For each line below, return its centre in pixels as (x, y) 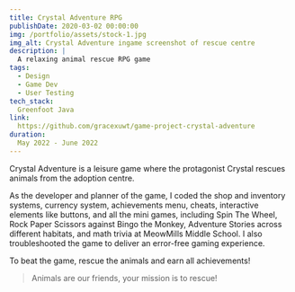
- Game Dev (38, 84)
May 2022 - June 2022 (58, 143)
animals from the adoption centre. (72, 178)
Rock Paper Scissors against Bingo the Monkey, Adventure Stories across (146, 224)
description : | (38, 51)
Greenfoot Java (46, 110)
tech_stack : (31, 101)
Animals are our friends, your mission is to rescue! (124, 278)
